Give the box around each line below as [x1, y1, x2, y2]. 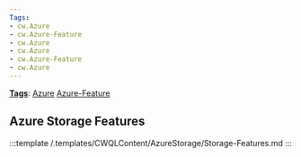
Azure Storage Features [9, 114, 146, 129]
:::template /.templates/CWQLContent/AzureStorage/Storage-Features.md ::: [9, 137, 292, 148]
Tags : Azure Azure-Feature [9, 87, 111, 99]
